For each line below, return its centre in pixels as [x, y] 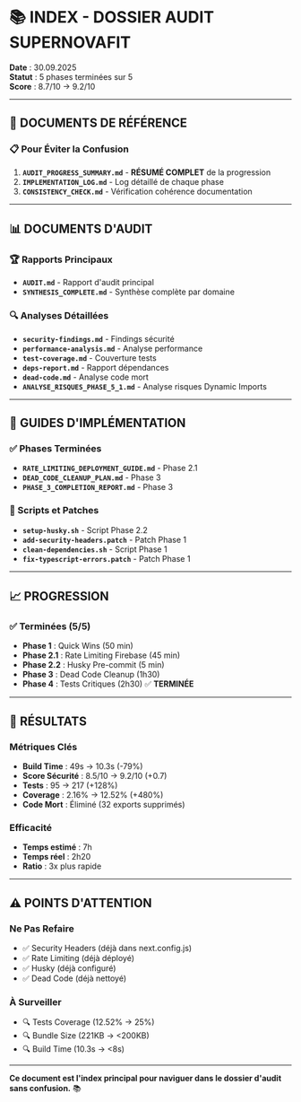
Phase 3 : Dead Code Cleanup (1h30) [91, 675]
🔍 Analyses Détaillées [59, 316]
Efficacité [30, 827]
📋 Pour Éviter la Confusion [69, 149]
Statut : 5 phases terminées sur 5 [71, 76]
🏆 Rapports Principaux [61, 259]
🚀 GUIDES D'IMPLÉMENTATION [98, 423]
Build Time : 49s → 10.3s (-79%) [82, 766]
